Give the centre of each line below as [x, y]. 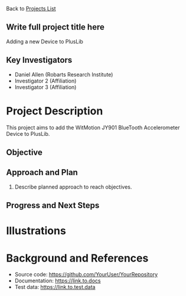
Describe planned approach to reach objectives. [73, 187]
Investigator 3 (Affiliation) [45, 87]
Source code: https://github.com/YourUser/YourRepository [86, 275]
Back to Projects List [31, 9]
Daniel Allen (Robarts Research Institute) [64, 74]
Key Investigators [39, 60]
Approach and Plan [42, 172]
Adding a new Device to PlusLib [45, 42]
